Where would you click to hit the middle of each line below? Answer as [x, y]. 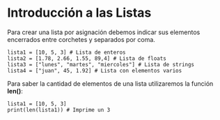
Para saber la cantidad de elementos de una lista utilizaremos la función [110, 83]
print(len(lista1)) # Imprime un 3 [59, 110]
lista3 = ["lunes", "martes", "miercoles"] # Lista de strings [101, 64]
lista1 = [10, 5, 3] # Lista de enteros [67, 52]
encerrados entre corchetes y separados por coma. [81, 39]
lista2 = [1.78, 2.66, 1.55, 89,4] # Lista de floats [87, 58]
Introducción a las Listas [79, 13]
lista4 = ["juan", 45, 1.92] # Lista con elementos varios [95, 70]
